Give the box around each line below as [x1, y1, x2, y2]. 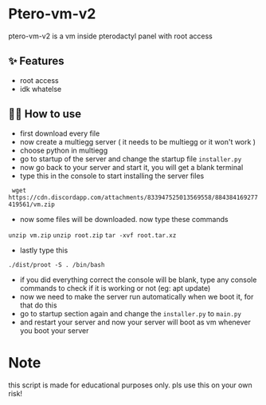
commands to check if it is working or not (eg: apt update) [19, 283, 211, 292]
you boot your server [19, 325, 89, 336]
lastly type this [19, 245, 68, 255]
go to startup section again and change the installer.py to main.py [19, 308, 241, 318]
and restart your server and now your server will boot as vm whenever [19, 317, 251, 327]
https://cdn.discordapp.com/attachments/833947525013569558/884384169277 [8, 193, 259, 201]
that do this [19, 300, 57, 310]
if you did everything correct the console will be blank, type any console [19, 275, 257, 284]
